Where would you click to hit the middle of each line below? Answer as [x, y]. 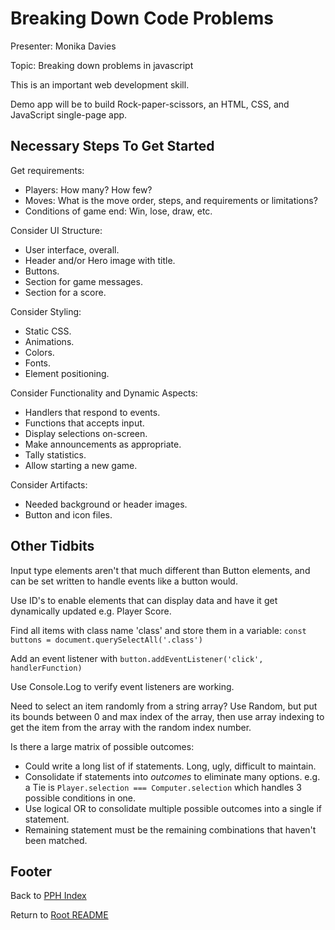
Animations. [49, 341]
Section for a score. [65, 292]
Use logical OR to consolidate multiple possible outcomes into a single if [173, 808]
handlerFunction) [46, 668]
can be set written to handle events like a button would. [124, 581]
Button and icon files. [68, 514]
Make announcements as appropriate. [103, 444]
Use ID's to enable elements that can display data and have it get [144, 600]
